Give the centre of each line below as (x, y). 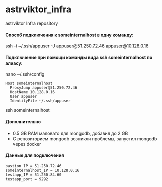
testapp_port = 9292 (27, 179)
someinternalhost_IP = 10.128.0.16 (43, 170)
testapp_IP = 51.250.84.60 (33, 175)
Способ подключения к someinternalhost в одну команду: (69, 35)
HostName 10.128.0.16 (32, 92)
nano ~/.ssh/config (25, 74)
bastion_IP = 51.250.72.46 (33, 166)
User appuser (23, 97)
